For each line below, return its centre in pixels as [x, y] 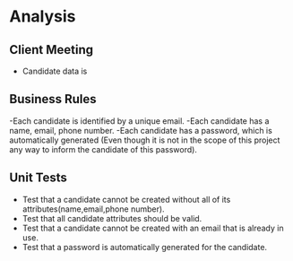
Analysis [43, 17]
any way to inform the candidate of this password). [103, 149]
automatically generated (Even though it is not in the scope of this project [145, 140]
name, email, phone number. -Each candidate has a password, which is [141, 130]
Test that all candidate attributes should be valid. [112, 218]
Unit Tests [38, 178]
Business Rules [53, 99]
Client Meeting [52, 50]
